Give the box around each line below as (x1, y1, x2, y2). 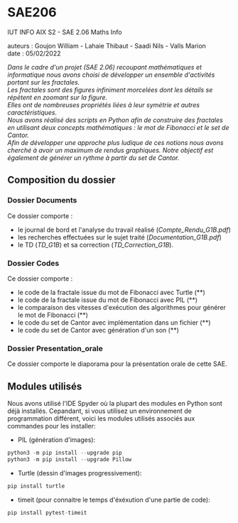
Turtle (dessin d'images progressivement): (17, 468, 142, 477)
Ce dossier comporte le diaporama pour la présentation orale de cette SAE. (7, 360, 227, 368)
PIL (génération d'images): (17, 436, 96, 444)
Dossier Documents (7, 195, 77, 205)
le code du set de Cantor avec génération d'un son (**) (17, 325, 180, 334)
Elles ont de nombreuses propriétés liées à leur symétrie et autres (7, 100, 200, 109)
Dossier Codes (7, 258, 60, 268)
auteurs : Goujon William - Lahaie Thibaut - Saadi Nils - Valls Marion (7, 41, 206, 50)
